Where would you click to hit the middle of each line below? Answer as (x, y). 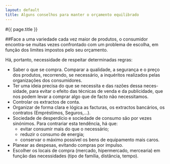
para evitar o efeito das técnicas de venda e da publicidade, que (96, 91)
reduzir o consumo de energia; (52, 134)
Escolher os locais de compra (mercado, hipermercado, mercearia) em (86, 150)
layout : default (22, 10)
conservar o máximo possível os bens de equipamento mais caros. (90, 140)
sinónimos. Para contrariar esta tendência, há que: (65, 123)
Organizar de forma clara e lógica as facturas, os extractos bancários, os (89, 107)
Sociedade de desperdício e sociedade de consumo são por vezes (82, 118)
